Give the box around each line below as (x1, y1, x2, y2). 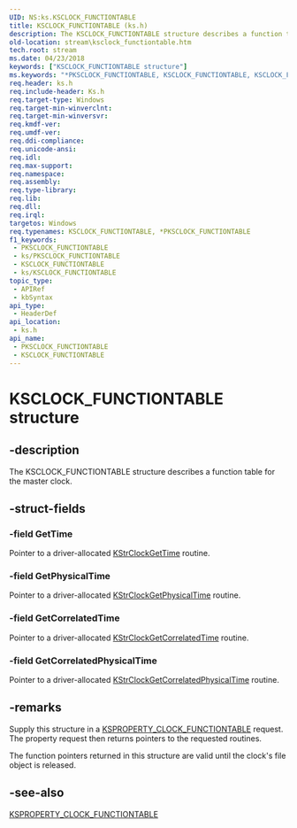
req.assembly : (9, 178, 62, 187)
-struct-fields (9, 501, 86, 516)
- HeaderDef (12, 309, 57, 319)
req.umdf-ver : (9, 128, 62, 137)
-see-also (9, 785, 65, 801)
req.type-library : (9, 186, 77, 195)
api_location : (9, 318, 62, 327)
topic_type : (9, 276, 53, 285)
